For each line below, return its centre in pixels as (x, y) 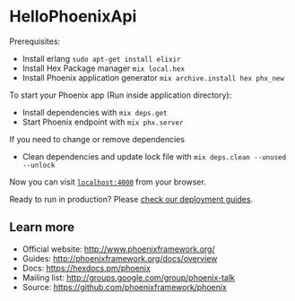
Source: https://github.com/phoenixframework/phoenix (124, 287)
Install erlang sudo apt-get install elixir (101, 58)
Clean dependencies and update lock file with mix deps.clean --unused (154, 156)
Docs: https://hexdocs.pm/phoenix (86, 268)
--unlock (39, 165)
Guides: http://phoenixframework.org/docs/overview (120, 258)
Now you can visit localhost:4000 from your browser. (108, 182)
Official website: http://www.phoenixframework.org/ (118, 249)
